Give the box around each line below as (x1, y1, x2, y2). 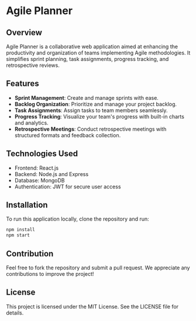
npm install (6, 227, 35, 233)
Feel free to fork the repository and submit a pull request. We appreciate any (6, 264, 190, 271)
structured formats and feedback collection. (14, 131, 121, 138)
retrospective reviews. (6, 62, 60, 69)
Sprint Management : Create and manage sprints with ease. (14, 94, 159, 101)
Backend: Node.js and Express (14, 170, 89, 177)
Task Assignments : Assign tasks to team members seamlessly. (14, 107, 168, 114)
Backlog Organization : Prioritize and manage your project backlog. (14, 100, 177, 107)
